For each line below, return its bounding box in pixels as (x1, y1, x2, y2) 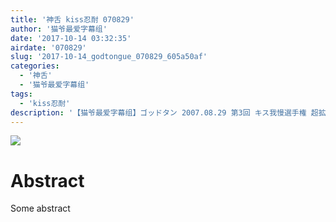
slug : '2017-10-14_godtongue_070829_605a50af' (10, 52, 208, 62)
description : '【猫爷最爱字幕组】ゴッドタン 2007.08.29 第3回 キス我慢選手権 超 (10, 107, 319, 118)
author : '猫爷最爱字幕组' (10, 24, 108, 34)
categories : (10, 61, 60, 71)
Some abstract (10, 202, 71, 215)
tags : (10, 89, 33, 99)
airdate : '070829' (10, 42, 87, 53)
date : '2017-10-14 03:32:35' (10, 33, 132, 43)
